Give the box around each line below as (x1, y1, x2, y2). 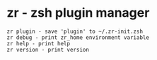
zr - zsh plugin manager (6, 5, 150, 21)
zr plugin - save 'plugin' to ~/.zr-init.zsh (6, 28, 143, 35)
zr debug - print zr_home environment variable (6, 33, 150, 41)
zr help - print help (6, 40, 71, 47)
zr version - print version (6, 46, 90, 53)
